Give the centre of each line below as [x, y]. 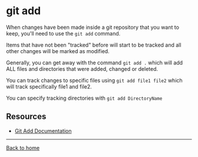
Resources [26, 117]
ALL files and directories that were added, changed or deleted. [82, 68]
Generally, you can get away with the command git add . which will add [95, 63]
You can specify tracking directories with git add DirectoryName [84, 98]
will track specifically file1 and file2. [49, 86]
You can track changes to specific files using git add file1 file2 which [94, 80]
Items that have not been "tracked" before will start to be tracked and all [94, 45]
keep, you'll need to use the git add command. [63, 33]
